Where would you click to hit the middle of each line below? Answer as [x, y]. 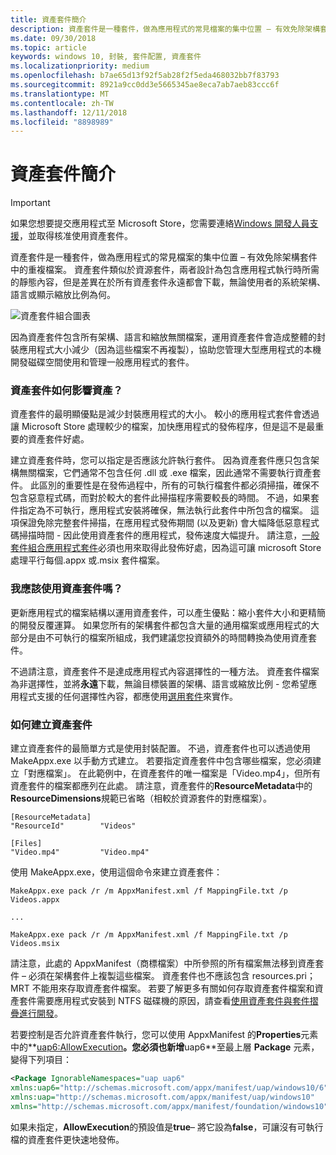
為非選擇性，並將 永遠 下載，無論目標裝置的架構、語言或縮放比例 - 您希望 [159, 683]
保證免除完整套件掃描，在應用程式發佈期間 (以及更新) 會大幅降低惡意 [160, 523]
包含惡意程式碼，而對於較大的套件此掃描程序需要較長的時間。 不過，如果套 [165, 498]
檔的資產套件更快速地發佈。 [67, 1139]
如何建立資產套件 [51, 724]
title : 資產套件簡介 [48, 19]
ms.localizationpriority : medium [80, 66]
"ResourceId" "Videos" [73, 826]
